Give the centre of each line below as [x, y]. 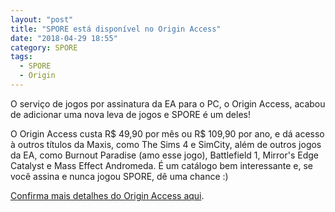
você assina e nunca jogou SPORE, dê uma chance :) [119, 176]
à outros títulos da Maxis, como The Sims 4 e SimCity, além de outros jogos [166, 144]
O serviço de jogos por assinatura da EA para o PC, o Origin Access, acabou [168, 103]
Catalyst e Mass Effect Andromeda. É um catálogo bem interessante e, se [162, 165]
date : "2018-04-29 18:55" [64, 38]
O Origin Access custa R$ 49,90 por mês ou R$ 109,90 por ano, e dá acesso [167, 133]
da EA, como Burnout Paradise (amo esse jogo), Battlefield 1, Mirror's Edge [164, 155]
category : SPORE [44, 47]
